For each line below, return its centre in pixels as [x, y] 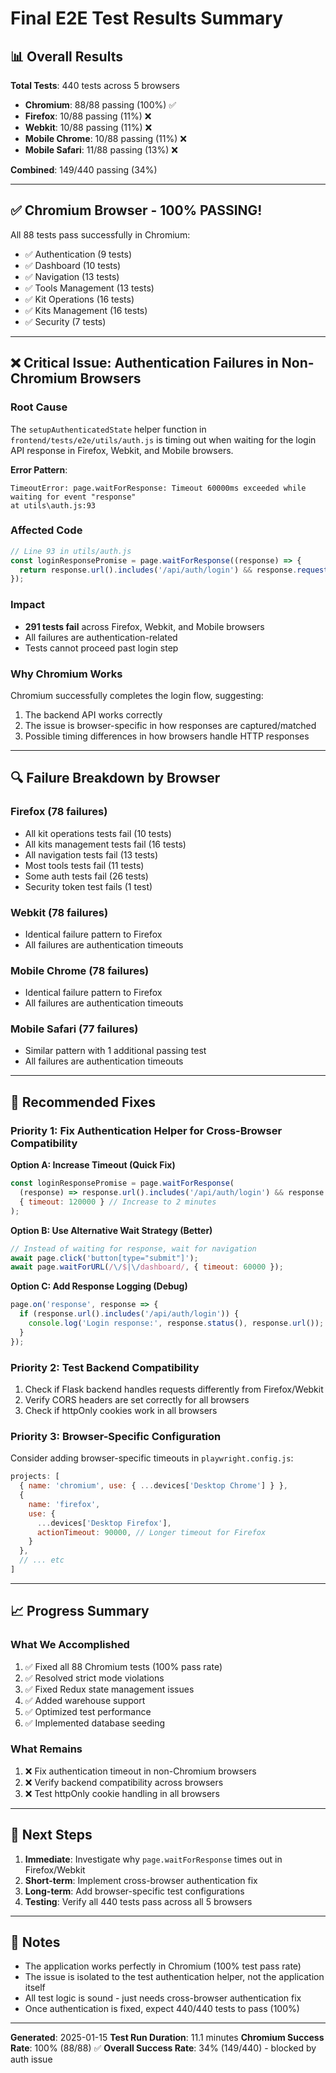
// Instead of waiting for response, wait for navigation [133, 1248]
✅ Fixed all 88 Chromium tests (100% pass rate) [123, 1666]
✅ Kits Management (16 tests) [86, 310]
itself [35, 1988]
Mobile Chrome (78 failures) [80, 970]
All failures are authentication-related [101, 637]
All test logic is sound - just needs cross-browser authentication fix [163, 1998]
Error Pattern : [39, 469]
